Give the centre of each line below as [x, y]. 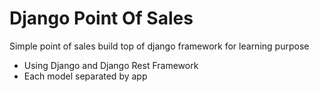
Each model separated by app [85, 76]
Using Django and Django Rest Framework [111, 65]
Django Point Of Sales [101, 18]
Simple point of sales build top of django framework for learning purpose [159, 46]
